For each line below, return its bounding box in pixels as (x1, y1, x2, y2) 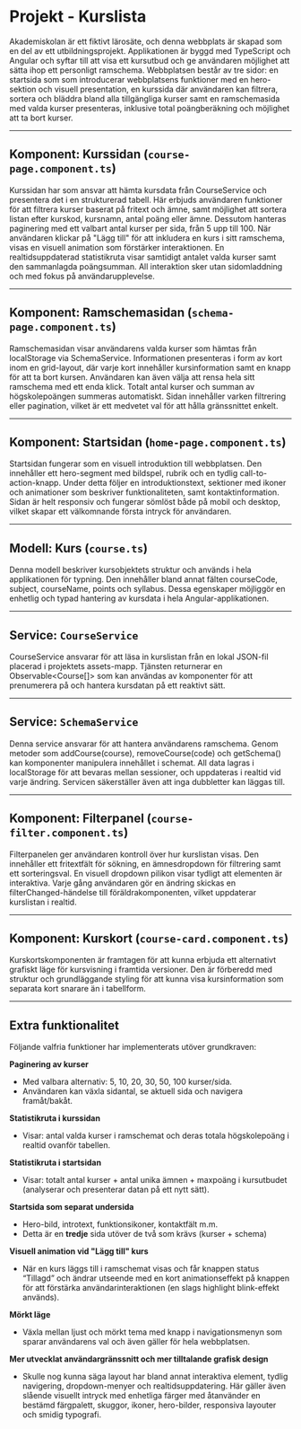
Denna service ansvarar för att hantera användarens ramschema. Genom (9, 738, 279, 749)
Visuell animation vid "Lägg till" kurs (9, 1246, 150, 1257)
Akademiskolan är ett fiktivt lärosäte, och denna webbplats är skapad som (9, 36, 282, 47)
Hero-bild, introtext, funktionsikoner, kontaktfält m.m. (21, 1219, 218, 1230)
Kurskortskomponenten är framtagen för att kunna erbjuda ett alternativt (9, 955, 277, 966)
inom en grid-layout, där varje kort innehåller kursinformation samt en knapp (9, 362, 291, 373)
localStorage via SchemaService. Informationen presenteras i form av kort (9, 352, 283, 363)
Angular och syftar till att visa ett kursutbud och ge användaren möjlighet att (9, 55, 290, 66)
